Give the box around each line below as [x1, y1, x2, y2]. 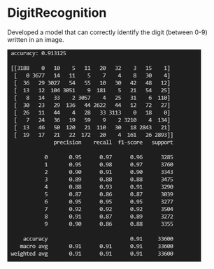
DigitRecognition [7, 5, 107, 21]
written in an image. [7, 35, 64, 43]
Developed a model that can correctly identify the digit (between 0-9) [7, 28, 208, 36]
